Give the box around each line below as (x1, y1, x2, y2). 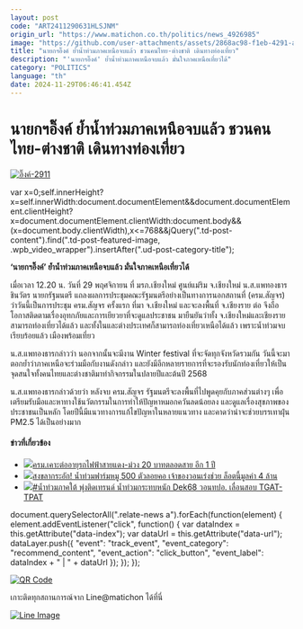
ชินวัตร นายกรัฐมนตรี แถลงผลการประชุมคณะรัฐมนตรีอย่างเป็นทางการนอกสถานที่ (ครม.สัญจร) (10, 289, 286, 300)
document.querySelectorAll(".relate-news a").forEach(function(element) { (10, 509, 282, 519)
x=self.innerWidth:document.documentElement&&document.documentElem (10, 196, 290, 207)
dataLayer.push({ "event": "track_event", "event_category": (10, 537, 229, 548)
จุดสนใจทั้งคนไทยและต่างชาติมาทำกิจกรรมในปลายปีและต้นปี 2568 (10, 368, 208, 378)
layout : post (10, 13, 59, 22)
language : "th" (10, 72, 67, 81)
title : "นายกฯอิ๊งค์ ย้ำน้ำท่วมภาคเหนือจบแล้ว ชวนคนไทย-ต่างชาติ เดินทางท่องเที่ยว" (10, 47, 240, 56)
